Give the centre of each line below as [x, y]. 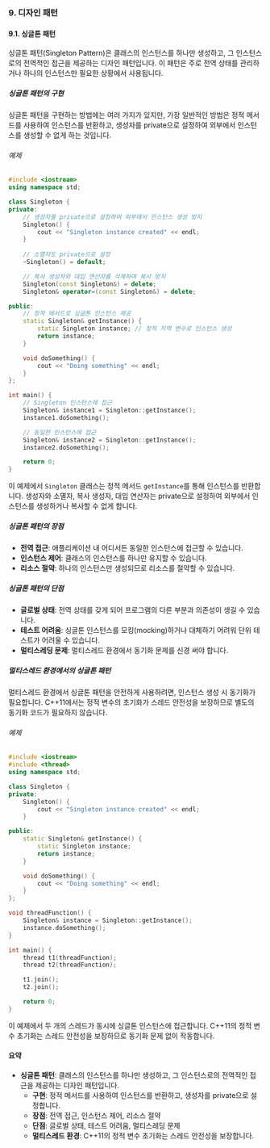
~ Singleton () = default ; [64, 262]
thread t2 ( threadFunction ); [70, 965]
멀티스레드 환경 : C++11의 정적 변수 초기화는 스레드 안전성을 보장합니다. [143, 1135]
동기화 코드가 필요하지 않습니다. [58, 713]
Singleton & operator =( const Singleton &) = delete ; [110, 291]
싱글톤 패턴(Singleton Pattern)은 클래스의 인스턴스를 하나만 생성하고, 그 [121, 53]
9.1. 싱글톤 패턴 [32, 33]
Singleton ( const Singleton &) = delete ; [90, 284]
